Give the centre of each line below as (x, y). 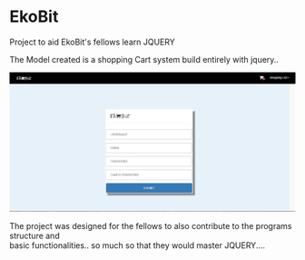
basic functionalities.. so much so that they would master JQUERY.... (138, 245)
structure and (35, 236)
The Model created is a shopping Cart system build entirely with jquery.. (144, 59)
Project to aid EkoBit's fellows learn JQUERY (92, 42)
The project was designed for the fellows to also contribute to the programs (151, 226)
